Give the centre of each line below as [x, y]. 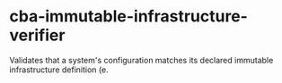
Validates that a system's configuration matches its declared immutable [141, 60]
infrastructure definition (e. [59, 70]
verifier [37, 35]
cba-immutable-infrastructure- [129, 17]
